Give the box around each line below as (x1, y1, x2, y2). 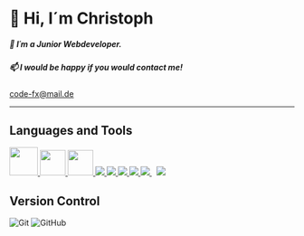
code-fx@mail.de (9, 88, 74, 99)
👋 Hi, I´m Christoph (9, 8, 154, 29)
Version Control (9, 194, 100, 209)
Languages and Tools (9, 122, 133, 138)
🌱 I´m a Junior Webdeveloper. (9, 38, 122, 49)
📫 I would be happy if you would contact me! (9, 62, 184, 73)
